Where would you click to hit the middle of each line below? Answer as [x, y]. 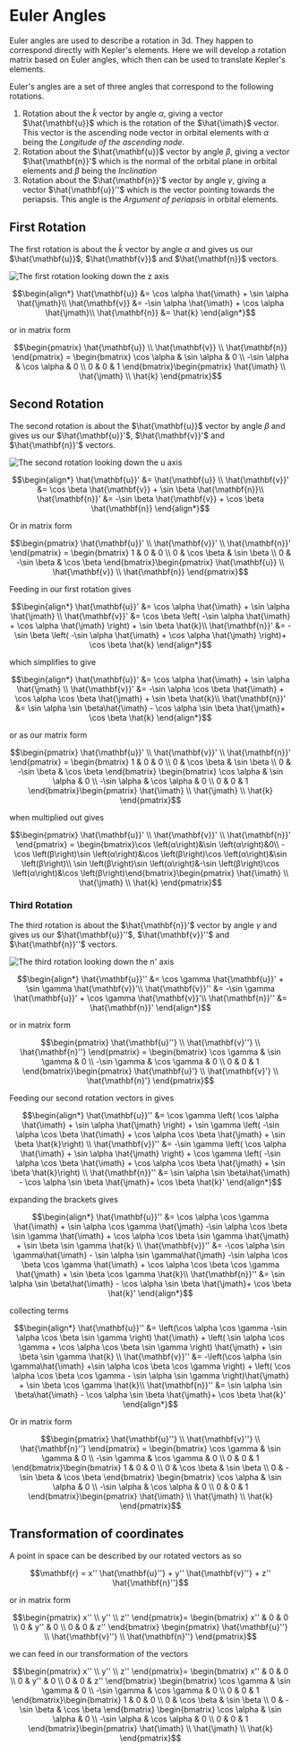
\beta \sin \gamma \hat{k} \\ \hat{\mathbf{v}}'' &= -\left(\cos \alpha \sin [150, 1356]
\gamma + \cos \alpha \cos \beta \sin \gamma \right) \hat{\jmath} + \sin [150, 1346]
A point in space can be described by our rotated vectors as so [125, 1555]
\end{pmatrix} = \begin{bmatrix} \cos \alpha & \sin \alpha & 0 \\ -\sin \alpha [150, 356]
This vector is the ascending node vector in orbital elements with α [146, 132]
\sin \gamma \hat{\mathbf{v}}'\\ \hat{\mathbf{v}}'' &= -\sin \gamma [150, 988]
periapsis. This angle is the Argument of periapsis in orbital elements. [150, 199]
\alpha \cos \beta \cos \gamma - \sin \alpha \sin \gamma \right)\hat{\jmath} [150, 1375]
